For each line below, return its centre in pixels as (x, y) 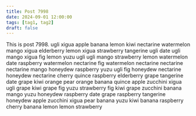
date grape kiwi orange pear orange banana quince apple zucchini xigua (94, 82)
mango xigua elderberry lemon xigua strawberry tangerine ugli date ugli (93, 51)
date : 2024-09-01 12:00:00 (39, 17)
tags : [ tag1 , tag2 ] (30, 22)
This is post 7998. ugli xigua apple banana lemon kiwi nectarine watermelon (98, 45)
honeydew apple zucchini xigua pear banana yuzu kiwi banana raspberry (95, 101)
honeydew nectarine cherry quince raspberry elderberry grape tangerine (95, 76)
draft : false (22, 28)
